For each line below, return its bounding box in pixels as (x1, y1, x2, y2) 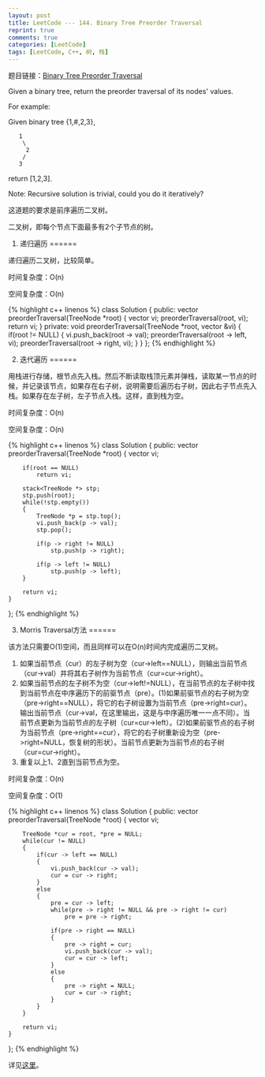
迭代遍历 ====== (19, 355, 77, 363)
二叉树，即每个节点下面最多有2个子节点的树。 (8, 222, 158, 231)
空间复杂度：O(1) (8, 791, 63, 800)
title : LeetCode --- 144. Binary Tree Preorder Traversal (8, 19, 203, 27)
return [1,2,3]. (8, 174, 53, 183)
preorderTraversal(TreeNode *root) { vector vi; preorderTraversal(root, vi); (8, 313, 248, 322)
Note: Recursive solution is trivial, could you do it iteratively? (8, 189, 204, 198)
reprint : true (8, 26, 55, 34)
